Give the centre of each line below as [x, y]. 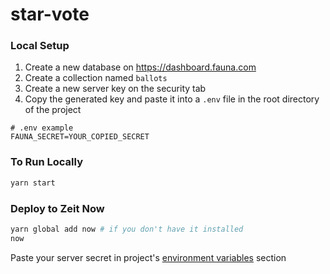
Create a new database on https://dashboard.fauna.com [140, 67]
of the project [53, 110]
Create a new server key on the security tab [115, 89]
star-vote [50, 14]
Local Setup [40, 46]
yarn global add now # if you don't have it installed [127, 229]
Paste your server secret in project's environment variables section [148, 257]
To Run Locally [46, 162]
